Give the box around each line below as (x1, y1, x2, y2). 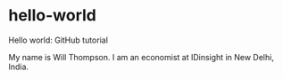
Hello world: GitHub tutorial (8, 35, 109, 45)
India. (8, 61, 29, 72)
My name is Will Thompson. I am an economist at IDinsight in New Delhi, (8, 51, 274, 62)
